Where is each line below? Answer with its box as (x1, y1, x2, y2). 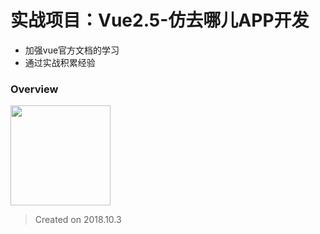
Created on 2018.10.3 (34, 214, 122, 226)
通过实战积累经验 (24, 56, 96, 68)
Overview (10, 82, 59, 96)
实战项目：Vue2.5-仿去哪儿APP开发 (10, 9, 310, 32)
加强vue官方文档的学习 (24, 44, 120, 56)
